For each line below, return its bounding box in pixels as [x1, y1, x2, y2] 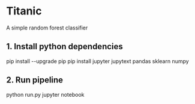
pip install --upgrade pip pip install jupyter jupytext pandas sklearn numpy [6, 57, 189, 64]
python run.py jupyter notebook [6, 91, 85, 98]
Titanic [6, 4, 42, 18]
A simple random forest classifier [6, 24, 88, 31]
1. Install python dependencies [6, 41, 123, 52]
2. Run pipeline [6, 75, 64, 85]
